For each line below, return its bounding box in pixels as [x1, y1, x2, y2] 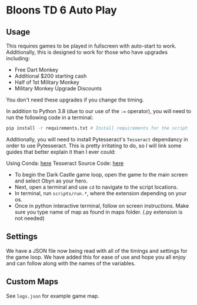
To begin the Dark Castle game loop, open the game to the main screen [14, 171, 188, 178]
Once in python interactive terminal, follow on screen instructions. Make [14, 202, 189, 209]
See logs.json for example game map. [6, 292, 100, 299]
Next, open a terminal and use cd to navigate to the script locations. [14, 183, 178, 191]
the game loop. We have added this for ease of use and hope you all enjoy [6, 253, 186, 260]
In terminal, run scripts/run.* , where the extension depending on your [14, 189, 187, 196]
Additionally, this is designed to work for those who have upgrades [6, 49, 168, 56]
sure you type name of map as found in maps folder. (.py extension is [14, 208, 183, 215]
